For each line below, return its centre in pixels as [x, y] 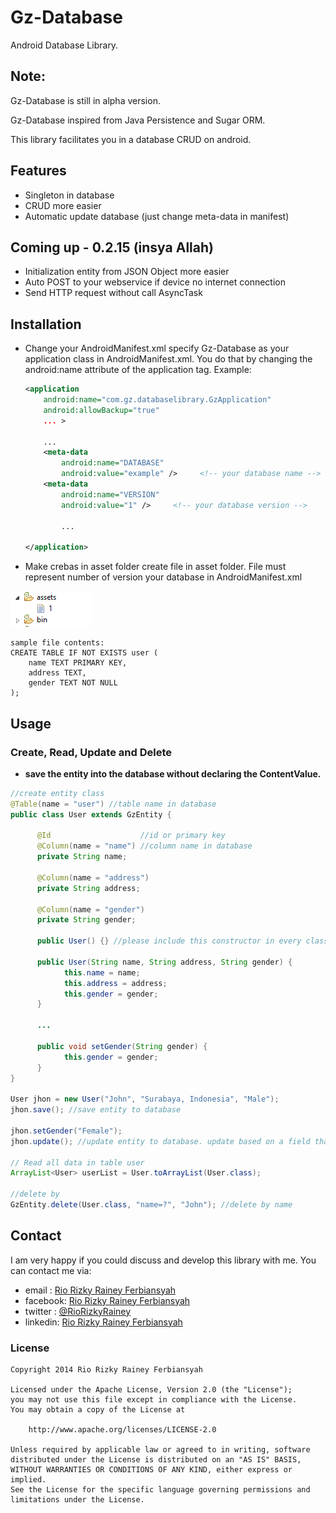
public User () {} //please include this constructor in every [169, 941]
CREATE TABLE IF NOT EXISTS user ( [84, 653]
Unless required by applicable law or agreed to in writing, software [160, 1449]
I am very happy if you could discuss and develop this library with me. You [163, 1260]
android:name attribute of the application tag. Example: [138, 370]
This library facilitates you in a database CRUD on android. [131, 139]
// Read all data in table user [77, 1162]
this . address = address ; [115, 983]
